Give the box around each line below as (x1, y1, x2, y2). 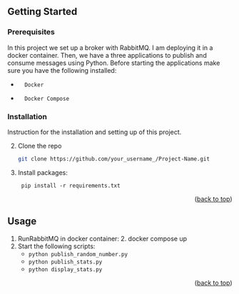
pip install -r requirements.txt (21, 182, 121, 189)
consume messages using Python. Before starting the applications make (7, 59, 220, 67)
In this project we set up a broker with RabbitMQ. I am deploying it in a (7, 43, 213, 52)
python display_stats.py (28, 265, 103, 273)
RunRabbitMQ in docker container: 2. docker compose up (17, 234, 188, 243)
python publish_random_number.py (28, 250, 128, 258)
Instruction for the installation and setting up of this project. (7, 128, 182, 136)
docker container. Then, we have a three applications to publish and (7, 51, 207, 59)
